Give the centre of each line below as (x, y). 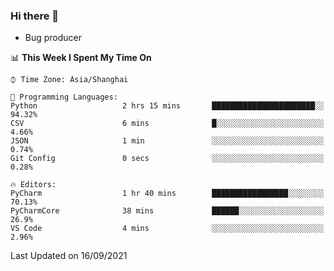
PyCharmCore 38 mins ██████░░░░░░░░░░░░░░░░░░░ (167, 211)
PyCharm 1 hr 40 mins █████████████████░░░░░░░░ (167, 194)
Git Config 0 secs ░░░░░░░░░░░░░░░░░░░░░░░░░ (167, 159)
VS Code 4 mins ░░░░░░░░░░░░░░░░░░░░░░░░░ (167, 229)
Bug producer (53, 38)
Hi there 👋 (35, 16)
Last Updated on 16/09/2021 (69, 256)
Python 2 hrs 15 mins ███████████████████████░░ (167, 106)
